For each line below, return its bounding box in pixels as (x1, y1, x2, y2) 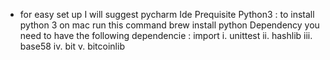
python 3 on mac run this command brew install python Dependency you (19, 19, 320, 31)
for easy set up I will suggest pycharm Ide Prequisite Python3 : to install (19, 9, 315, 20)
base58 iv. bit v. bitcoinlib (19, 40, 125, 52)
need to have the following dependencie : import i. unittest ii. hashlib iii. (19, 30, 313, 41)
